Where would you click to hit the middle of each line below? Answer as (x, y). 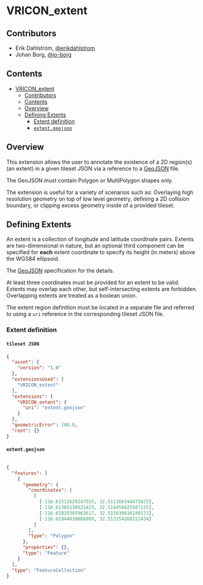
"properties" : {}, (46, 548)
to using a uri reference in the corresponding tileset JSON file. (85, 314)
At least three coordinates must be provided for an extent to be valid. (93, 282)
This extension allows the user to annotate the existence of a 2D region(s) (99, 162)
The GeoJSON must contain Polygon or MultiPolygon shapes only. (90, 180)
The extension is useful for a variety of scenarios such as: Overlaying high (100, 192)
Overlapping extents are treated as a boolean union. (72, 296)
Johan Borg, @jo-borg (43, 55)
